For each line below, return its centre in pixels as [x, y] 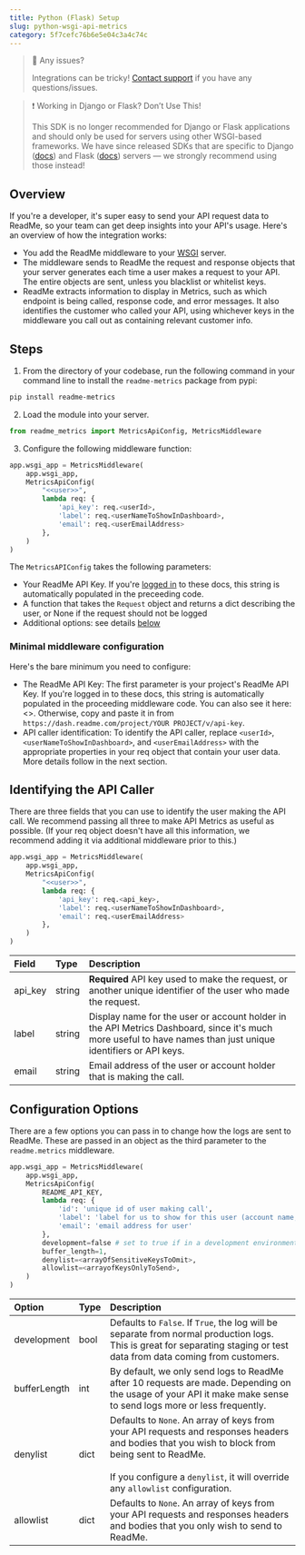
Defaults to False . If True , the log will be [194, 1322]
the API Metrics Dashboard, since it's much [181, 1028]
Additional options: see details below [91, 623]
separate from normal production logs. [192, 1334]
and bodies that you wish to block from [193, 1443]
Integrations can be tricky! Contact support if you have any [142, 78]
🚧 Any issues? [58, 61]
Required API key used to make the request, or [188, 979]
